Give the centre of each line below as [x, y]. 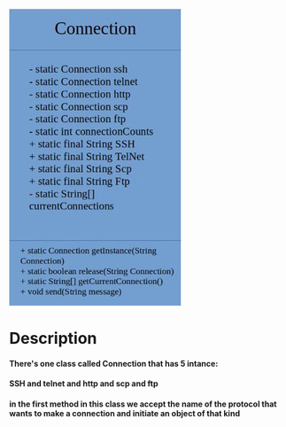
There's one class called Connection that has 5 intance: [114, 363]
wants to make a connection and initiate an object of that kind [125, 413]
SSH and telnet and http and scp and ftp [84, 384]
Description [53, 339]
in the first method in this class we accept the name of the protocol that [143, 404]
